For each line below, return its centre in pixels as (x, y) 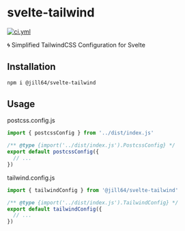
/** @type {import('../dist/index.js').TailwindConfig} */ (93, 203)
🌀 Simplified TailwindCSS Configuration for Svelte (76, 45)
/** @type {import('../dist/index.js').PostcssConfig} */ (91, 145)
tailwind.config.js (31, 178)
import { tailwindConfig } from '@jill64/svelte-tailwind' (93, 190)
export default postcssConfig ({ (53, 152)
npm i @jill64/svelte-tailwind (52, 83)
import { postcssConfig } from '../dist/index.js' (81, 133)
